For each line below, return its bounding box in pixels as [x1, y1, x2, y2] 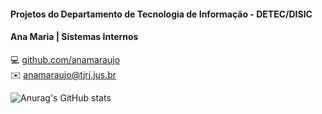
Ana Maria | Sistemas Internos [10, 31, 139, 43]
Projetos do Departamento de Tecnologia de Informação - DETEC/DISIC [10, 8, 313, 20]
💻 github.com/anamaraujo [10, 53, 121, 65]
